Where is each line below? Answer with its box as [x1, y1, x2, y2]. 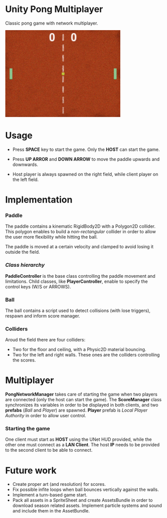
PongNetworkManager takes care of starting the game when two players [5, 391, 158, 397]
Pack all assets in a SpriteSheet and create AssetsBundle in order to [12, 497, 153, 503]
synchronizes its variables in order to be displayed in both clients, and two [5, 402, 158, 408]
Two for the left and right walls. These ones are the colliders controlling [12, 352, 160, 358]
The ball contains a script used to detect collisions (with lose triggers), [5, 307, 150, 313]
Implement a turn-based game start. [12, 492, 88, 498]
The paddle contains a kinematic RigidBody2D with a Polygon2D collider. [5, 223, 156, 229]
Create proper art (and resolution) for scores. [12, 481, 106, 487]
